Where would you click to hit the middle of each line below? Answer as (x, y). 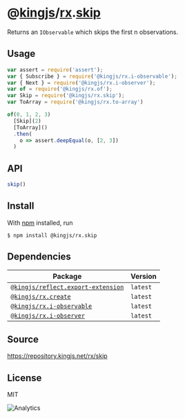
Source (23, 339)
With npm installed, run (40, 223)
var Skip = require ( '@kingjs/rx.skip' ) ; (66, 96)
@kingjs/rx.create (41, 297)
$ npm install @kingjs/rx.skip (52, 235)
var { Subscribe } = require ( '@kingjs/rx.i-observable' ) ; (92, 76)
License (25, 378)
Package (67, 276)
